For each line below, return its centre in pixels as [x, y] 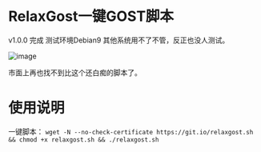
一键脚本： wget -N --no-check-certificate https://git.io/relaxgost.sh [131, 131]
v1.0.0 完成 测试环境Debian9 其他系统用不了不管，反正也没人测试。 [119, 40]
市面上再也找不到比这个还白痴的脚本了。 [75, 72]
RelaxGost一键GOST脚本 [91, 16]
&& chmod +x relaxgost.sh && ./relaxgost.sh [84, 140]
